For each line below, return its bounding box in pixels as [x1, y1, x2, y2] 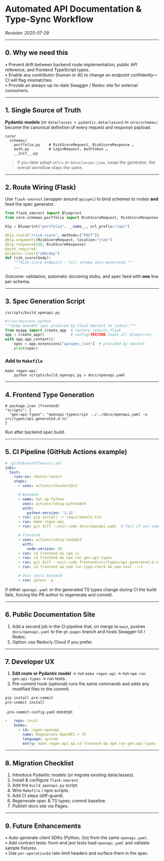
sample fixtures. [5, 845, 38, 851]
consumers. [5, 87, 29, 93]
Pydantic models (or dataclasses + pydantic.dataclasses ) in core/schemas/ [5, 119, 159, 125]
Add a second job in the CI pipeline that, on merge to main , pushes [12, 623, 145, 629]
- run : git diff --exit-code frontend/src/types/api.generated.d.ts [18, 560, 161, 565]
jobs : [5, 465, 16, 470]
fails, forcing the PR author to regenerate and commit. [5, 591, 113, 598]
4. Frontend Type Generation [5, 391, 94, 399]
